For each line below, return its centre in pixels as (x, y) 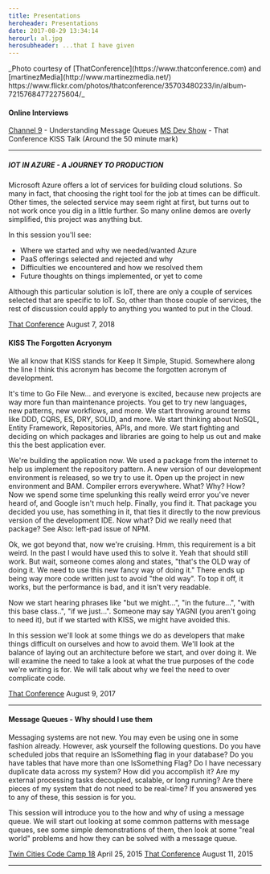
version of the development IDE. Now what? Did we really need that (120, 520)
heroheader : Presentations (53, 23)
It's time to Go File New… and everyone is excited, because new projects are (135, 393)
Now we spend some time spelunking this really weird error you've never (129, 494)
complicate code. (37, 678)
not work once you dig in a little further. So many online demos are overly (130, 211)
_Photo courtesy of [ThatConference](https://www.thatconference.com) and (135, 68)
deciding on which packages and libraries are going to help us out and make (135, 436)
